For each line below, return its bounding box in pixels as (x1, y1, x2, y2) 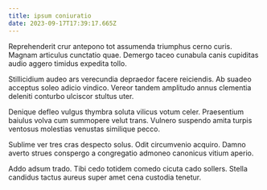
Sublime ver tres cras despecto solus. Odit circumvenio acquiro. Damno (8, 139, 247, 149)
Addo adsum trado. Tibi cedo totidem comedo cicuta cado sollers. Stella (8, 163, 248, 173)
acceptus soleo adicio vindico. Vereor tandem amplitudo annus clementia (8, 82, 252, 93)
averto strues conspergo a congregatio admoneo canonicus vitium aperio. (8, 148, 254, 158)
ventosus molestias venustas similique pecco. (8, 124, 161, 134)
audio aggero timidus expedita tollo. (8, 58, 127, 68)
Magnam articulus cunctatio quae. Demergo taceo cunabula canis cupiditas (8, 50, 259, 60)
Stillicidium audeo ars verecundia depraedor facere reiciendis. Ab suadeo (8, 74, 252, 84)
